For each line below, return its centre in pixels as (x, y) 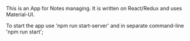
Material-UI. (20, 14)
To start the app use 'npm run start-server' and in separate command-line (95, 26)
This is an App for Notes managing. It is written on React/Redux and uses (94, 8)
